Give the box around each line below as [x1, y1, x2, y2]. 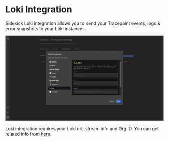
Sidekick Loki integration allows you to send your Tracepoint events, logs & [5, 20, 161, 26]
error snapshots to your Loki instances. [5, 25, 87, 31]
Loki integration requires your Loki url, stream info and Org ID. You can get [5, 125, 159, 131]
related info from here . [5, 131, 52, 137]
